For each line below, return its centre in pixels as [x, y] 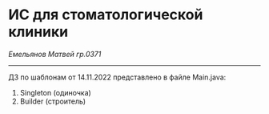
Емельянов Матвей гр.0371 [55, 54]
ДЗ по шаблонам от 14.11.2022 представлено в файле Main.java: [117, 77]
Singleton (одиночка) [56, 92]
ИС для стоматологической [106, 15]
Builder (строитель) [53, 101]
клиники [38, 32]
